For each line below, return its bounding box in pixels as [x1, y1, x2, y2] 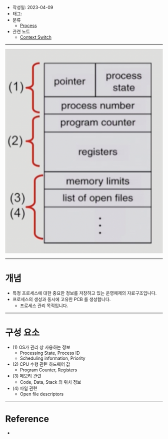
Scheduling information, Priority [19, 355, 86, 361]
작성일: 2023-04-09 [12, 5, 53, 10]
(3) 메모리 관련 [12, 373, 41, 379]
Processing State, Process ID [19, 350, 80, 356]
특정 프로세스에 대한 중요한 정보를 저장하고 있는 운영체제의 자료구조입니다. [12, 290, 157, 296]
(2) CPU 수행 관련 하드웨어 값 [12, 361, 70, 367]
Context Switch [19, 34, 51, 40]
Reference [5, 413, 49, 425]
